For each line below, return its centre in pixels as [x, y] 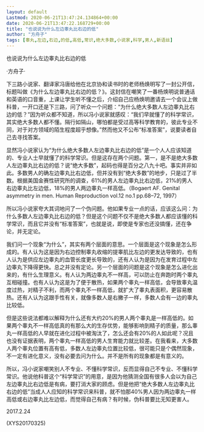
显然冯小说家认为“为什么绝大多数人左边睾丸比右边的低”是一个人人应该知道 [99, 150]
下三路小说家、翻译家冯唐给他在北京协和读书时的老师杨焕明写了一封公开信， [102, 84]
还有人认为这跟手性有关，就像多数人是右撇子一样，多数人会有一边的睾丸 [107, 297]
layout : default [27, 12]
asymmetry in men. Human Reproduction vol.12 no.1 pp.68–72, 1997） [93, 196]
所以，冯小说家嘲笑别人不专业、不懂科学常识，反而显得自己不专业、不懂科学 [102, 369]
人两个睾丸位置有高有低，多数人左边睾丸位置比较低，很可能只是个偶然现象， [102, 348]
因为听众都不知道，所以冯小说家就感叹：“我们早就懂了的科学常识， [114, 114]
